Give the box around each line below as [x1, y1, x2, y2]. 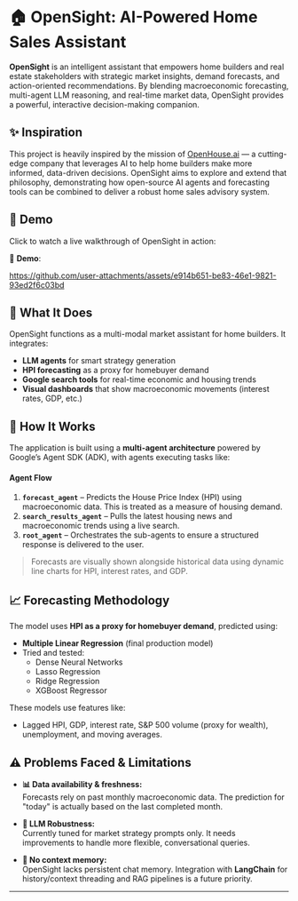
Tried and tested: [21, 648, 85, 658]
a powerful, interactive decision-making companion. [9, 99, 200, 109]
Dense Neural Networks [35, 657, 123, 667]
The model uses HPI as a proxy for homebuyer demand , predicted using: [9, 621, 278, 632]
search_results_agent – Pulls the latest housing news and [21, 511, 233, 522]
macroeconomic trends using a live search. [21, 521, 180, 531]
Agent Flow [9, 472, 52, 482]
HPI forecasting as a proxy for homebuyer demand [21, 365, 210, 376]
